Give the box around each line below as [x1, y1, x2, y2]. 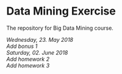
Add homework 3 [6, 62, 50, 69]
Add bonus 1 [6, 42, 38, 50]
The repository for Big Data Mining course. [6, 24, 114, 32]
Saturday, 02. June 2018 [6, 49, 68, 56]
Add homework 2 [6, 55, 50, 62]
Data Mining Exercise [6, 4, 116, 18]
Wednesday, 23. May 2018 [6, 36, 73, 43]
